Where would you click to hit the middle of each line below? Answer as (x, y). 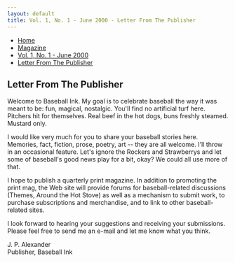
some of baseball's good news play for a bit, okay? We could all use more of (117, 159)
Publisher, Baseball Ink (40, 252)
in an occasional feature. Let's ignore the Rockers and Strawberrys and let (115, 152)
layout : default (31, 14)
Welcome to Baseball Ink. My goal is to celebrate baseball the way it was (112, 101)
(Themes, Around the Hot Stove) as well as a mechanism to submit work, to (116, 195)
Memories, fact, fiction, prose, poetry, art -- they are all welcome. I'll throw (115, 145)
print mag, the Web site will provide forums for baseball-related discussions (117, 188)
